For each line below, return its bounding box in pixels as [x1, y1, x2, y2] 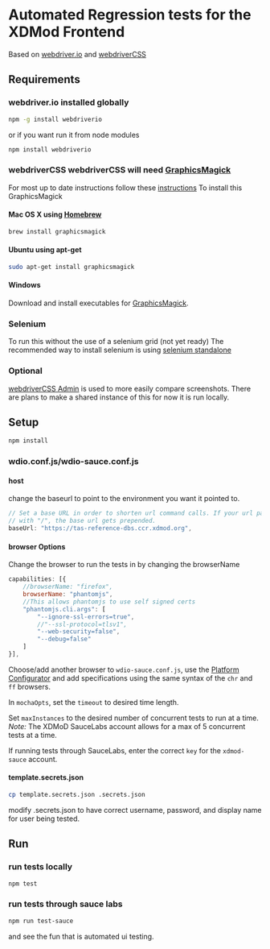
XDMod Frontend [8, 23, 125, 41]
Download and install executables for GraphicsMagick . [8, 298, 189, 308]
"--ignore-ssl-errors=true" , [37, 612, 135, 621]
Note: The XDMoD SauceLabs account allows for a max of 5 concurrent [8, 721, 246, 731]
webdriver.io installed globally [8, 97, 129, 108]
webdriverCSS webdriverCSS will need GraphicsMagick [8, 164, 231, 176]
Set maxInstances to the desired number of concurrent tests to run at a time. [8, 713, 260, 723]
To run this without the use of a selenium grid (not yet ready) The [8, 337, 224, 346]
